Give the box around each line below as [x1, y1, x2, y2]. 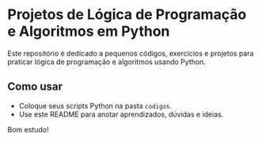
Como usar [7, 80, 63, 93]
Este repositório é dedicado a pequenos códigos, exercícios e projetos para [7, 48, 254, 58]
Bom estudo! [7, 124, 49, 134]
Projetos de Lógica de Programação [7, 6, 247, 24]
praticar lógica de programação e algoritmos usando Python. [7, 57, 207, 67]
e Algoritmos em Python [7, 22, 170, 40]
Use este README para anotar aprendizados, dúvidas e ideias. [18, 109, 224, 119]
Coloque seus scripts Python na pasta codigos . [18, 101, 172, 110]
